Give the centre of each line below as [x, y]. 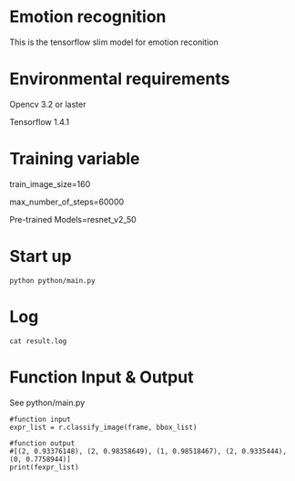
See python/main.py [47, 403]
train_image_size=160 [50, 183]
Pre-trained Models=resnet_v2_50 [73, 219]
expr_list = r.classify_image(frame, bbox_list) [103, 427]
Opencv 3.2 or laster [48, 104]
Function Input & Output [102, 377]
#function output [42, 443]
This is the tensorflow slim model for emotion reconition [114, 42]
